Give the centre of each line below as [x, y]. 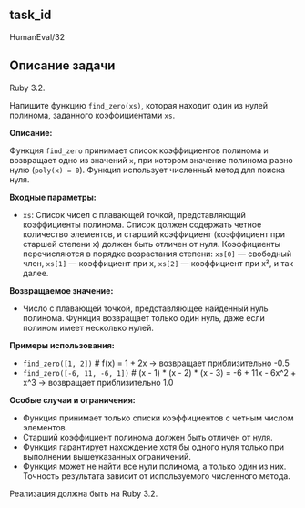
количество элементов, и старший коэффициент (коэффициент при [153, 234]
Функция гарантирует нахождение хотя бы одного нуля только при [153, 447]
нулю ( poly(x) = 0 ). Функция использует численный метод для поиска [147, 170]
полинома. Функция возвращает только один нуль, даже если [144, 317]
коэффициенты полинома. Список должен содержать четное [142, 224]
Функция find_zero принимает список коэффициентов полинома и [139, 150]
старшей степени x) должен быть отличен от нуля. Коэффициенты [152, 244]
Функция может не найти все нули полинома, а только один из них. [154, 466]
